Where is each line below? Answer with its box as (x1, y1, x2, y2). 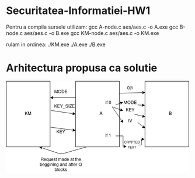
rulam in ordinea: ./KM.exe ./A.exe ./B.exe (6, 41, 106, 48)
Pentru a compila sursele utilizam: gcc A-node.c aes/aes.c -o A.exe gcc (6, 23, 179, 30)
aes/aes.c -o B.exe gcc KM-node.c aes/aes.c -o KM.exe (24, 29, 159, 36)
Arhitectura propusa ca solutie (6, 61, 158, 75)
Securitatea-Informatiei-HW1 (6, 4, 151, 18)
